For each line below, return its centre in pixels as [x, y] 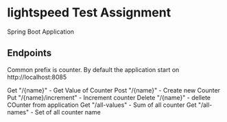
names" [18, 112]
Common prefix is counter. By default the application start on [93, 69]
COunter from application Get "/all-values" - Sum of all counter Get [102, 105]
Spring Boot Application [40, 32]
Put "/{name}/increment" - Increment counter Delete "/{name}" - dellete [109, 97]
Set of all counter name [68, 112]
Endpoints [29, 53]
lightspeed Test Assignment [89, 13]
